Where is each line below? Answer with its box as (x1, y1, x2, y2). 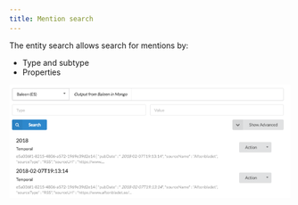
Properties (21, 67, 61, 78)
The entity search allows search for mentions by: (9, 40, 189, 51)
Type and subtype (21, 57, 89, 68)
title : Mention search (9, 14, 94, 23)
